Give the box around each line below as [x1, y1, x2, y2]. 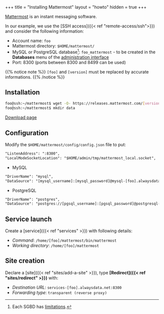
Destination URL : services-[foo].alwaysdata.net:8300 [12, 284, 122, 290]
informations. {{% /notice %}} [5, 74, 65, 80]
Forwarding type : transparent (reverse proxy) [12, 290, 107, 295]
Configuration [5, 129, 49, 137]
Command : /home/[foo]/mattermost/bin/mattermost [12, 237, 117, 244]
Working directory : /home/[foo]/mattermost [12, 243, 99, 248]
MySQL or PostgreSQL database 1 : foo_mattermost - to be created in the [12, 48, 156, 55]
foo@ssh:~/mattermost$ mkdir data [5, 106, 76, 111]
